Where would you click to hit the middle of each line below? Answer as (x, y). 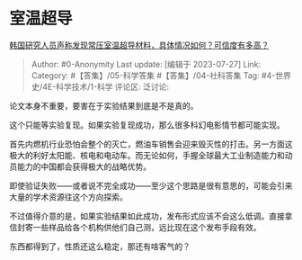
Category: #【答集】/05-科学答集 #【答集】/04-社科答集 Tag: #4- (153, 75)
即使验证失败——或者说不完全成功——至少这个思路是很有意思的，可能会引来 (151, 185)
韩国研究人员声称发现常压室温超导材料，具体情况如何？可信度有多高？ (139, 45)
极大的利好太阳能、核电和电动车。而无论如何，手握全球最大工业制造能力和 (147, 155)
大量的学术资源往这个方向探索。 (68, 197)
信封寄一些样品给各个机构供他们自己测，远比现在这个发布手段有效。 (135, 227)
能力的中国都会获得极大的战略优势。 (84, 166)
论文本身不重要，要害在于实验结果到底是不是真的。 (104, 105)
